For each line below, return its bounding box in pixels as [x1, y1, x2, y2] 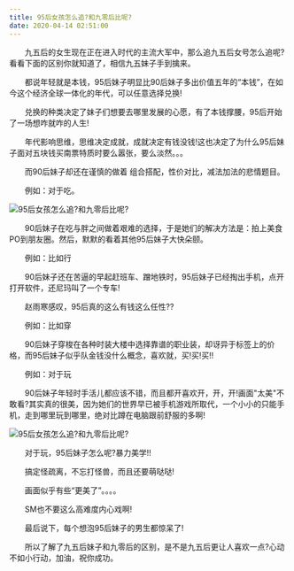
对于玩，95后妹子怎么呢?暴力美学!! [24, 447, 152, 458]
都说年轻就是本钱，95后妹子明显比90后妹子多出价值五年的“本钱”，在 [24, 76, 276, 87]
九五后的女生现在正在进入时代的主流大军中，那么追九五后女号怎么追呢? [24, 46, 285, 58]
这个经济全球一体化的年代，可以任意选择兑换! [16, 88, 183, 98]
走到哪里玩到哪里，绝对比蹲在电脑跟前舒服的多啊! [24, 409, 206, 421]
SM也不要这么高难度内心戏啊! [24, 504, 133, 514]
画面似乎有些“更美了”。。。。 [24, 484, 121, 496]
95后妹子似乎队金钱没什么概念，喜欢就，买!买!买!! [32, 350, 214, 360]
